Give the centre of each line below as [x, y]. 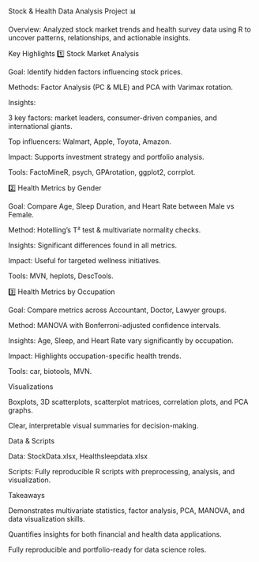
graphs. [21, 410]
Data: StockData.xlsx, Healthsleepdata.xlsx [78, 456]
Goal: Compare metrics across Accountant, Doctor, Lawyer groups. [118, 310]
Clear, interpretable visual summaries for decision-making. [103, 426]
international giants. [40, 126]
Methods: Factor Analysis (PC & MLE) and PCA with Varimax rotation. [120, 87]
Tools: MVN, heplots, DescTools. [61, 276]
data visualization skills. [47, 519]
